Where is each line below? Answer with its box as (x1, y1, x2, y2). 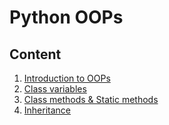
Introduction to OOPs (23, 72, 111, 84)
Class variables (23, 83, 87, 95)
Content (9, 46, 62, 63)
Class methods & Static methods (23, 94, 159, 105)
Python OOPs (9, 6, 124, 29)
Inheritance (23, 104, 72, 116)
